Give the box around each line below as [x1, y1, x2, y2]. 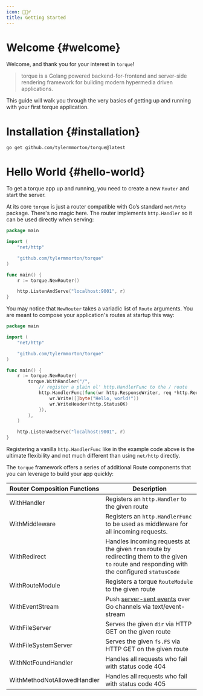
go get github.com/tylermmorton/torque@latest [6, 145, 126, 151]
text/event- [152, 603, 185, 611]
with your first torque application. [6, 104, 89, 111]
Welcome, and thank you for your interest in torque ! [6, 61, 135, 68]
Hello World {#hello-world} [6, 165, 146, 179]
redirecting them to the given [105, 552, 187, 561]
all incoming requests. [105, 527, 168, 536]
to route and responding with [105, 560, 188, 569]
